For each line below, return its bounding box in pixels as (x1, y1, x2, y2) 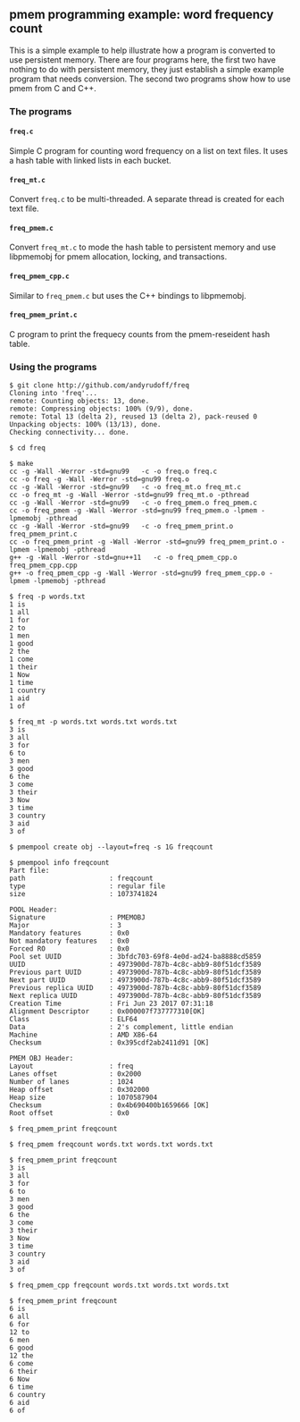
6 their (9, 1367, 38, 1376)
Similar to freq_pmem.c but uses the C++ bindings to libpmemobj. (9, 290, 247, 300)
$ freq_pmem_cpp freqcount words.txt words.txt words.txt (9, 1281, 229, 1291)
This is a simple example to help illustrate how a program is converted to (9, 45, 276, 55)
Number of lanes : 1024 (9, 1078, 134, 1087)
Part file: (9, 867, 50, 876)
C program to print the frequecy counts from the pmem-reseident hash (9, 328, 271, 339)
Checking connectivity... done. (9, 428, 129, 437)
